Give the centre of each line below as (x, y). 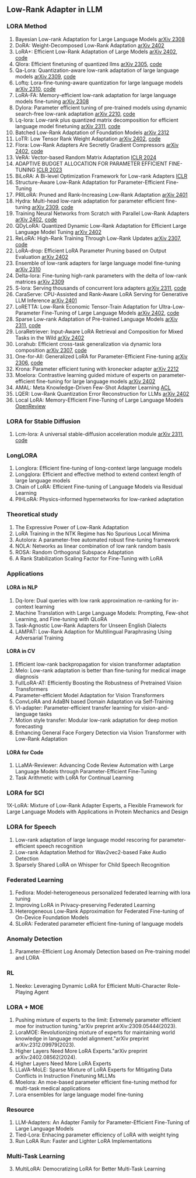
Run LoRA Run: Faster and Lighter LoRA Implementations (83, 1141)
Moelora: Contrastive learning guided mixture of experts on (86, 375)
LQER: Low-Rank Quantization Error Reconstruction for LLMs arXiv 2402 (102, 393)
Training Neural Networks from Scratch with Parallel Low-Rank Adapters (102, 213)
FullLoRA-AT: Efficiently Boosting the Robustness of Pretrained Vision (98, 683)
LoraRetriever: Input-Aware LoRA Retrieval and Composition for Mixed (99, 331)
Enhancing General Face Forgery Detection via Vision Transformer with (100, 732)
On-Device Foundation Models (52, 917)
